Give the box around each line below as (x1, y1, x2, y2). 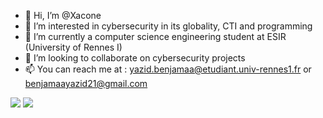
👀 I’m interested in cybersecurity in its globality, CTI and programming (24, 20, 313, 32)
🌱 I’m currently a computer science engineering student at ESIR (24, 31, 287, 42)
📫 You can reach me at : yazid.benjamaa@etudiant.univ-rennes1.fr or (24, 63, 312, 75)
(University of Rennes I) (24, 41, 123, 53)
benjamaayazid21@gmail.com (24, 78, 148, 89)
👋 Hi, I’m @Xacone (24, 10, 102, 21)
